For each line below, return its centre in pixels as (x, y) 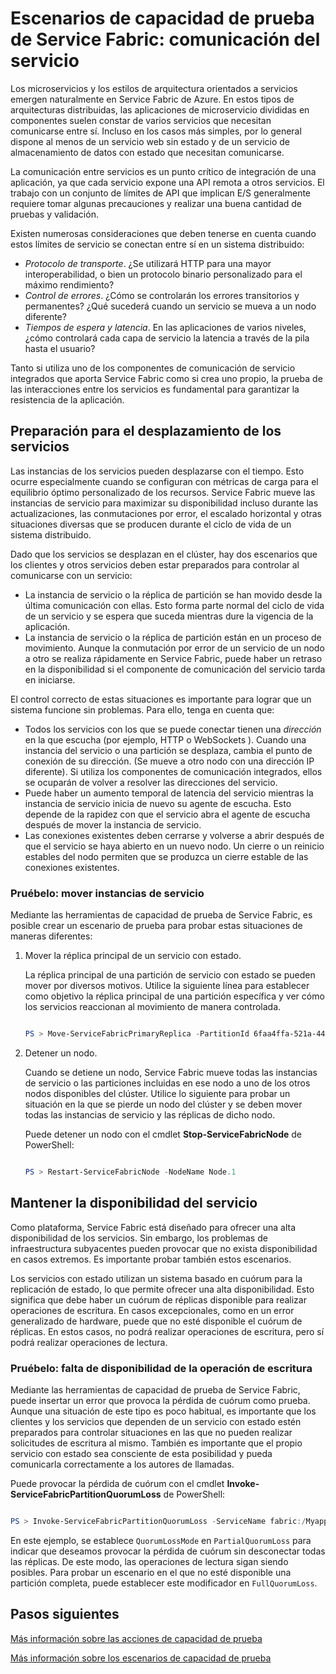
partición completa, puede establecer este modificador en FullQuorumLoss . (164, 1583)
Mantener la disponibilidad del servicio (134, 1203)
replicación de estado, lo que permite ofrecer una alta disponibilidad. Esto (162, 1289)
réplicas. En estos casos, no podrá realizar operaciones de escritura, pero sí (167, 1331)
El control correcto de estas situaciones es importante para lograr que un (161, 699)
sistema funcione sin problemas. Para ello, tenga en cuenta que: (142, 709)
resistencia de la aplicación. (67, 399)
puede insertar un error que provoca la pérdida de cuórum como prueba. (160, 1400)
